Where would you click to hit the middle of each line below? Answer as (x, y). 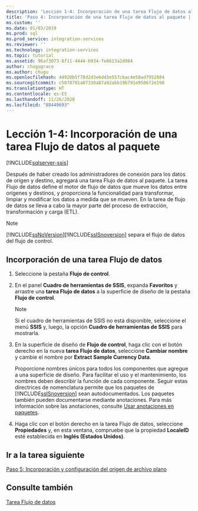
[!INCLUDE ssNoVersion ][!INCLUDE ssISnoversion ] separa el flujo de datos (96, 235)
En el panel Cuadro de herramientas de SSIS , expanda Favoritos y (96, 285)
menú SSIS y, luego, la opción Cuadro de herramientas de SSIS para (98, 327)
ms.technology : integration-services (52, 50)
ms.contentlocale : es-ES (37, 94)
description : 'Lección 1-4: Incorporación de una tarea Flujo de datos (96, 12)
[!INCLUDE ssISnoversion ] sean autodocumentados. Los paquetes (95, 394)
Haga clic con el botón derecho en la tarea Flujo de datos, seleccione (99, 424)
